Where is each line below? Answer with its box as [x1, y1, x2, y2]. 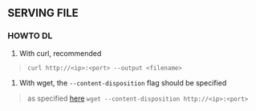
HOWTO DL [7, 30, 53, 42]
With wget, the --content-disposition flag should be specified [18, 77, 227, 87]
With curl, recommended [18, 48, 102, 58]
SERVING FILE [7, 6, 79, 20]
